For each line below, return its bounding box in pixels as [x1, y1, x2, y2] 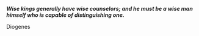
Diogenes [6, 23, 31, 30]
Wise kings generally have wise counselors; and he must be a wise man [6, 5, 194, 12]
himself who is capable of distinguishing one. [6, 11, 125, 19]
